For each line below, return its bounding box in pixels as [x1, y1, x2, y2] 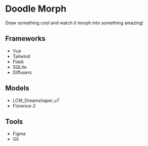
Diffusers [12, 69, 32, 75]
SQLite [12, 64, 27, 70]
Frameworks [5, 34, 46, 43]
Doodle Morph [5, 3, 67, 15]
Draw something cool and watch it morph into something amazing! [5, 20, 144, 26]
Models [5, 84, 29, 92]
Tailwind [12, 53, 30, 59]
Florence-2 [12, 103, 36, 109]
